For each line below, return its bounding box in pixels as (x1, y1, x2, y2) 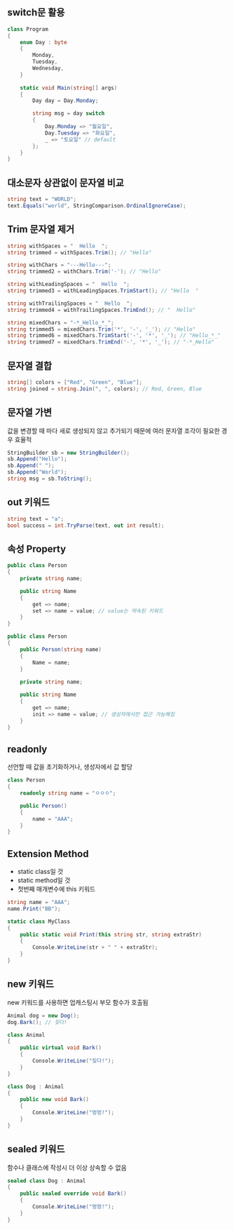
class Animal (7, 1031, 46, 1039)
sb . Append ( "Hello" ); (7, 456, 68, 463)
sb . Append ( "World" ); (7, 469, 68, 476)
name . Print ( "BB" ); (7, 905, 61, 913)
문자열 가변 (7, 406, 53, 418)
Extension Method (7, 847, 89, 860)
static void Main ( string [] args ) (20, 84, 118, 91)
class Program (7, 25, 49, 33)
